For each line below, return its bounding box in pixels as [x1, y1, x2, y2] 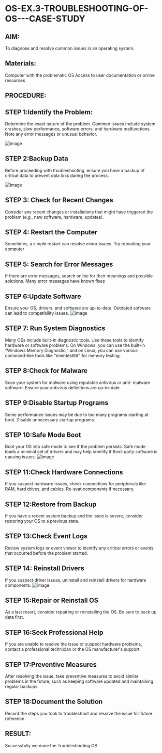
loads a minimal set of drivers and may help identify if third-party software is [5, 449, 158, 455]
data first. [5, 614, 24, 620]
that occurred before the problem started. [5, 550, 88, 556]
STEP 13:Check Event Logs [5, 532, 88, 541]
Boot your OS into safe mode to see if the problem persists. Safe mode [5, 444, 146, 449]
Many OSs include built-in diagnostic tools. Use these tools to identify [5, 337, 144, 343]
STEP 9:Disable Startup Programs [5, 399, 109, 407]
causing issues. [5, 454, 36, 460]
